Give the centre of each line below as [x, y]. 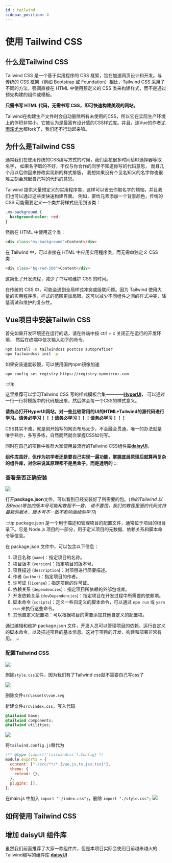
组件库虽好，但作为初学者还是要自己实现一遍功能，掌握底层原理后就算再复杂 [86, 457]
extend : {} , [27, 774]
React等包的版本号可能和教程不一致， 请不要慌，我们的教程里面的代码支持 [88, 506]
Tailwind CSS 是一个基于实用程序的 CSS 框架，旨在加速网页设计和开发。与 [84, 75]
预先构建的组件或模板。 [30, 94]
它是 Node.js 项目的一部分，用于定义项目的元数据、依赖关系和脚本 [88, 530]
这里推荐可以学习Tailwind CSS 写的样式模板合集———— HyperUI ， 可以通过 [85, 394]
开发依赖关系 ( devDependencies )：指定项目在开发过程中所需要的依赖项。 [88, 596]
